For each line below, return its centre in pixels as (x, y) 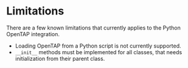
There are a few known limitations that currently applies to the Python (94, 28)
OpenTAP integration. (33, 34)
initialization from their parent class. (60, 58)
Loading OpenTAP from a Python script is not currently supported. (98, 46)
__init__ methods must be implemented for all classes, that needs (99, 52)
